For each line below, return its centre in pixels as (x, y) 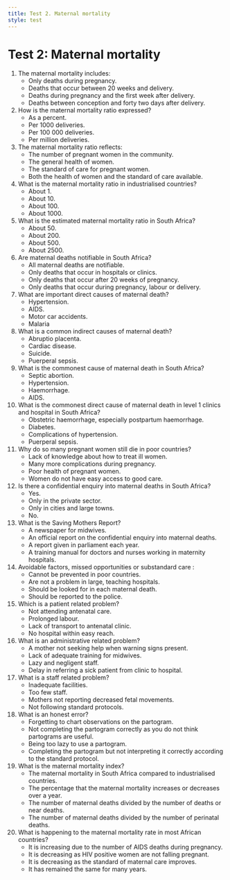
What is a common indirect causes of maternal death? (95, 331)
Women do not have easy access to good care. (96, 478)
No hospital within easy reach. (71, 633)
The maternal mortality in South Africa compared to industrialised (122, 773)
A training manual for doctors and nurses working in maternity (117, 553)
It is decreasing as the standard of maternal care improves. (112, 862)
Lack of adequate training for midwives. (85, 655)
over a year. (45, 795)
